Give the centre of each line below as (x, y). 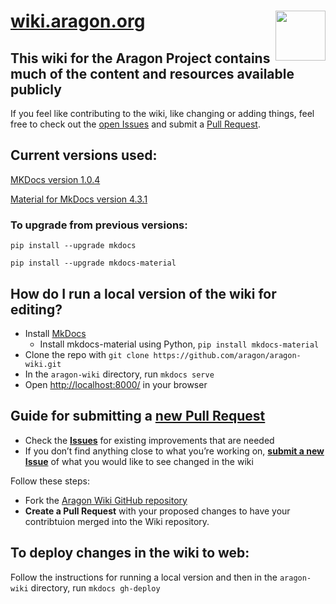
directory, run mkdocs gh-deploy (95, 587)
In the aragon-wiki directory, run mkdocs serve (119, 374)
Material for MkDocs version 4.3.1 (79, 199)
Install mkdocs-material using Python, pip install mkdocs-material (179, 344)
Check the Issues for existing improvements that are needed (149, 440)
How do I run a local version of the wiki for (143, 293)
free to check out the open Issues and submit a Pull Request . (135, 124)
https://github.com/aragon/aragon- (227, 355)
